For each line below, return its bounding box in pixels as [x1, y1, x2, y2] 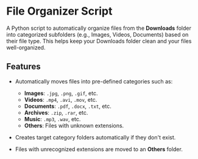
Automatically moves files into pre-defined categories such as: [15, 77, 173, 85]
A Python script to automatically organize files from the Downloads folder [6, 24, 192, 32]
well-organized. [6, 44, 46, 51]
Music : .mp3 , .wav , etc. [24, 115, 81, 122]
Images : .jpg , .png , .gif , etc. [24, 90, 98, 97]
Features [6, 62, 41, 72]
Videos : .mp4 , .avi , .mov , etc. [24, 96, 97, 103]
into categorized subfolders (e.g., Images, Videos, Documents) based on [6, 30, 189, 38]
